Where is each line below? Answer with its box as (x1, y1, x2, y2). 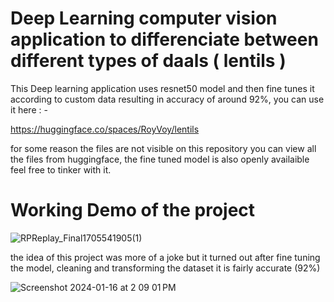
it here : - (10, 103, 48, 116)
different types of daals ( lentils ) (10, 50, 287, 72)
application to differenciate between (10, 28, 319, 51)
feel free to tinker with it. (10, 163, 112, 176)
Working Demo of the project (10, 199, 256, 222)
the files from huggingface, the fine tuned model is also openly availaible (10, 153, 310, 165)
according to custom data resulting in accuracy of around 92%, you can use (10, 93, 325, 105)
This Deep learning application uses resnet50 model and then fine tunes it (10, 82, 315, 94)
